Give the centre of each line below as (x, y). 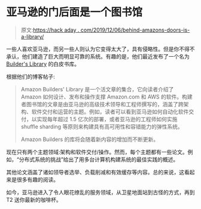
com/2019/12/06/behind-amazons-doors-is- (135, 30)
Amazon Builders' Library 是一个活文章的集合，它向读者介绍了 (97, 89)
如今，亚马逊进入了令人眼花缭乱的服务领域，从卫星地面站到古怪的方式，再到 (100, 192)
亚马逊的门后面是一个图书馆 (74, 12)
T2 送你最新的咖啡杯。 (34, 199)
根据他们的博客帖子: (31, 76)
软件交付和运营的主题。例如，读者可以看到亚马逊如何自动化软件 (110, 112)
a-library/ (32, 36)
